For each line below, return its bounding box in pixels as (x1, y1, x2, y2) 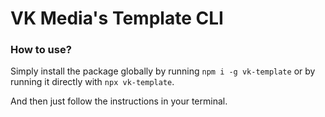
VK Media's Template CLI (10, 7, 224, 30)
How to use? (10, 43, 72, 57)
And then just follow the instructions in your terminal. (10, 95, 228, 107)
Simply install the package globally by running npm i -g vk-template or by (10, 65, 316, 77)
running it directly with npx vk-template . (10, 76, 175, 88)
